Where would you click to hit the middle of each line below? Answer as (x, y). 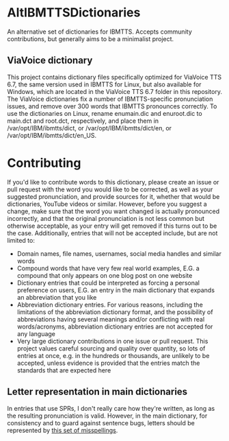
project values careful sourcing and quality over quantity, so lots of (111, 348)
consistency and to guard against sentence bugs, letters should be (101, 422)
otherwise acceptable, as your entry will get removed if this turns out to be (112, 226)
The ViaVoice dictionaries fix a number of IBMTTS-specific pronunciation (110, 99)
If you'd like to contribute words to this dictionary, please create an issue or (113, 182)
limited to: (21, 240)
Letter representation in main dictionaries (97, 392)
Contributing (44, 163)
